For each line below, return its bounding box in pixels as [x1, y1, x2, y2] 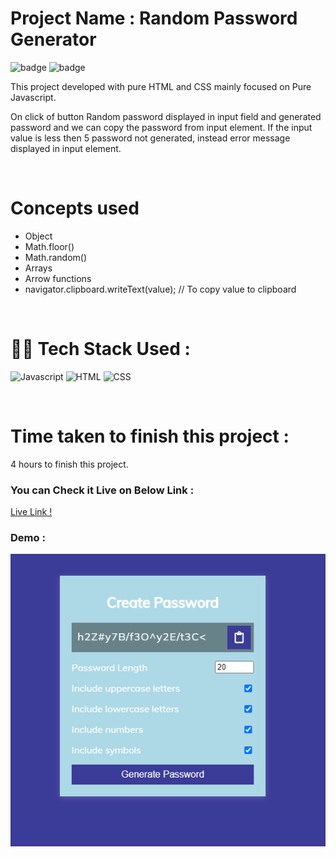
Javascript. [10, 91, 57, 103]
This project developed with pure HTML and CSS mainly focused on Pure [10, 80, 312, 92]
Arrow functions [24, 272, 92, 284]
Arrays [24, 262, 53, 274]
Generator [10, 28, 97, 51]
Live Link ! [10, 506, 53, 518]
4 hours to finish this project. [10, 458, 129, 470]
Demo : [10, 530, 46, 544]
